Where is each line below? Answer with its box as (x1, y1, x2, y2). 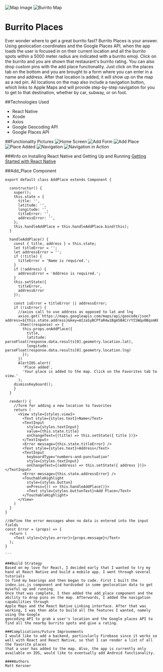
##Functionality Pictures (5, 138, 54, 144)
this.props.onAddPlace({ (22, 326, 73, 331)
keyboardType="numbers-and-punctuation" (26, 454, 110, 459)
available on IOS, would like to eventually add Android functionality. (5, 651, 155, 655)
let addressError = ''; (14, 250, 62, 254)
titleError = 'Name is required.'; (17, 258, 90, 263)
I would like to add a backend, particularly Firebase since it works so (5, 634, 158, 638)
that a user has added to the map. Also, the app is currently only (5, 646, 147, 651)
